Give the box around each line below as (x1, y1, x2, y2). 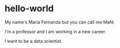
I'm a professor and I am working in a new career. (4, 28, 107, 34)
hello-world (4, 3, 54, 14)
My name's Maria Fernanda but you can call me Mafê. (4, 19, 115, 25)
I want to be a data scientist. (4, 38, 63, 44)
